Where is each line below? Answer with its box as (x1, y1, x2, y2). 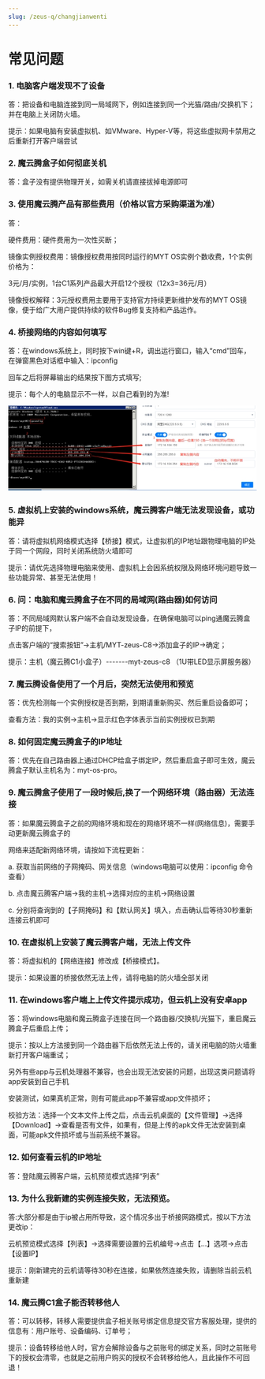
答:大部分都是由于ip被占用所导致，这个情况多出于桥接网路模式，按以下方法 (8, 1212, 251, 1221)
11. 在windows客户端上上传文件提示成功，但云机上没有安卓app (8, 994, 248, 1005)
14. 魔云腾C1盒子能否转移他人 (8, 1297, 120, 1308)
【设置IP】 (8, 1248, 43, 1258)
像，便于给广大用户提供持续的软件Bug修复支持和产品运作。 (8, 304, 201, 315)
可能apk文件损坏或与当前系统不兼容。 (21, 1130, 145, 1139)
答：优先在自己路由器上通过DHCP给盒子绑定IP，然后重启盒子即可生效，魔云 (8, 755, 256, 765)
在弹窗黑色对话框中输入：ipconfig (8, 356, 118, 365)
